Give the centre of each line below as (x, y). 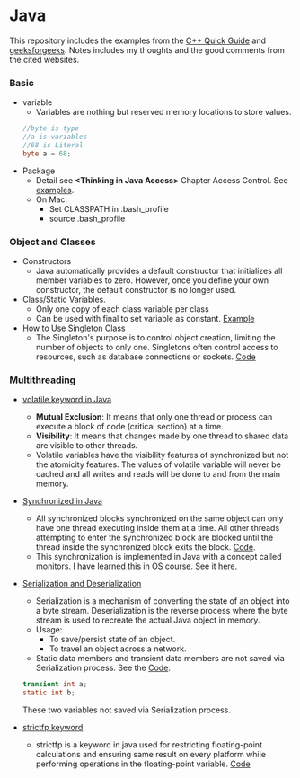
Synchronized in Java (62, 501)
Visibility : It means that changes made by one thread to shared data (162, 436)
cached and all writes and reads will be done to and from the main (158, 474)
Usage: (49, 630)
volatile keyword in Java (67, 400)
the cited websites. (44, 59)
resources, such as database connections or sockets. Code (146, 357)
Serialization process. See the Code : (103, 668)
